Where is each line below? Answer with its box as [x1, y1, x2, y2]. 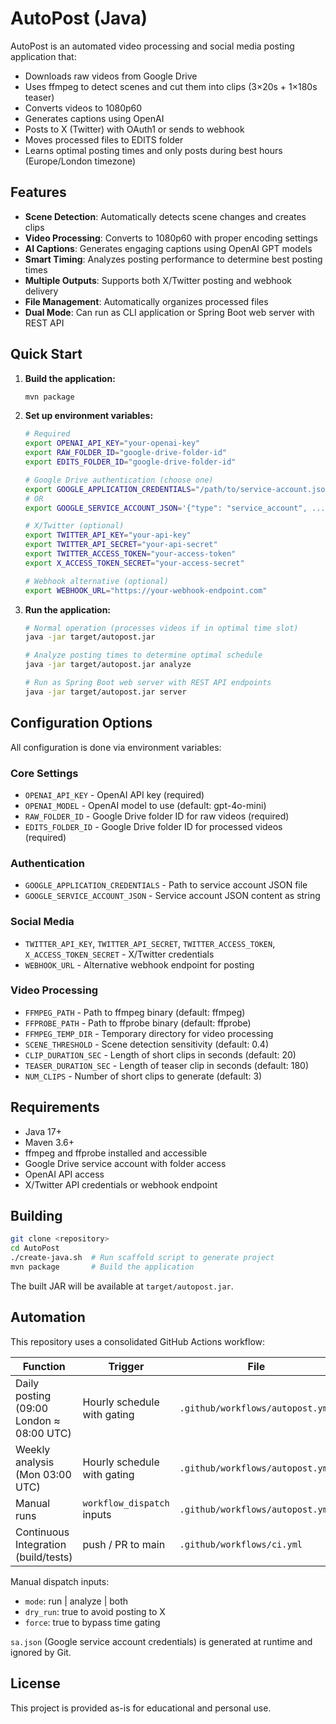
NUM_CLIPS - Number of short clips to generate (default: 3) [24, 1070, 263, 1082]
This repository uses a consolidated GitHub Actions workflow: [10, 1335, 266, 1347]
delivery [24, 285, 59, 297]
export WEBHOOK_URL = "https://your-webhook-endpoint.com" [24, 585, 268, 596]
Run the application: [24, 603, 112, 616]
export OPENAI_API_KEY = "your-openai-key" [24, 438, 201, 449]
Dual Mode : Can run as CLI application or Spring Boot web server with [24, 306, 315, 318]
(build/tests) [15, 1550, 73, 1564]
